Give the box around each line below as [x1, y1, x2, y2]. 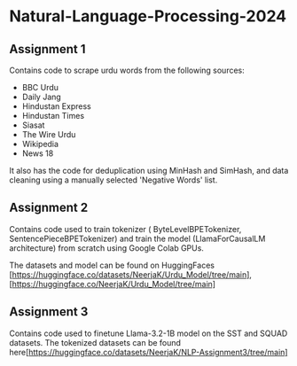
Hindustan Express [21, 101, 91, 112]
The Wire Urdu [21, 129, 76, 139]
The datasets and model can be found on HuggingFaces [9, 260, 215, 270]
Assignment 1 [9, 42, 86, 57]
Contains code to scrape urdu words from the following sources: [9, 65, 246, 75]
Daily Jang [21, 91, 62, 102]
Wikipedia [21, 139, 59, 149]
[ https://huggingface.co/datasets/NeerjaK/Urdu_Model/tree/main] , [9, 269, 253, 280]
